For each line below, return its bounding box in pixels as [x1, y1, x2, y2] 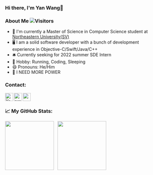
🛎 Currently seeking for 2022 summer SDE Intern [12, 52, 112, 58]
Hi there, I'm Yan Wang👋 [5, 4, 63, 11]
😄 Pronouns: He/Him [12, 64, 55, 70]
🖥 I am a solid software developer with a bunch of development [12, 39, 139, 45]
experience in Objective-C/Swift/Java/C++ [12, 46, 98, 52]
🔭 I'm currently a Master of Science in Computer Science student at [12, 29, 148, 35]
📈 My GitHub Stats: [5, 108, 53, 114]
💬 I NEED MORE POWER [12, 69, 61, 75]
